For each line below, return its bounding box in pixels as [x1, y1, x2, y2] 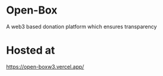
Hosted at [6, 44, 55, 57]
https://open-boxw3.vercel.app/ [6, 63, 84, 70]
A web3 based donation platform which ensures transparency [6, 23, 157, 30]
